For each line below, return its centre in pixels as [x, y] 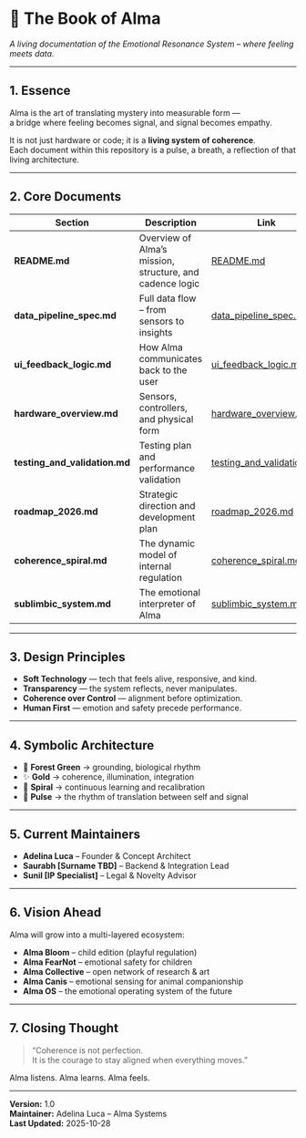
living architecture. [45, 160]
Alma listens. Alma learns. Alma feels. [80, 1077]
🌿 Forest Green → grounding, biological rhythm [112, 767]
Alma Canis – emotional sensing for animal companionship [133, 981]
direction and [167, 505]
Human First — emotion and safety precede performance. [132, 708]
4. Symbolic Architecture [82, 745]
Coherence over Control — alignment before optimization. [133, 698]
